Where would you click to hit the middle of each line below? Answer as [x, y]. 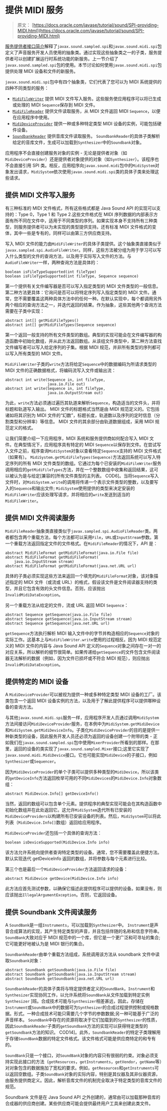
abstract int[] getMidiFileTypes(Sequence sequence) [61, 325]
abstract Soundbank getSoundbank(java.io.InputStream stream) [71, 974]
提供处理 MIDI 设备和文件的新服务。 [42, 71]
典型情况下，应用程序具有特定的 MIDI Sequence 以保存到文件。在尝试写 [90, 444]
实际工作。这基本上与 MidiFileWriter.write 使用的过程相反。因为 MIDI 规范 [81, 639]
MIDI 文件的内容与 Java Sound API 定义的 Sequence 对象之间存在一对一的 [88, 646]
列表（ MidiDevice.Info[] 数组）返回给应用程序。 [55, 823]
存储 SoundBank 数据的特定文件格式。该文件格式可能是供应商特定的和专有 [83, 1039]
